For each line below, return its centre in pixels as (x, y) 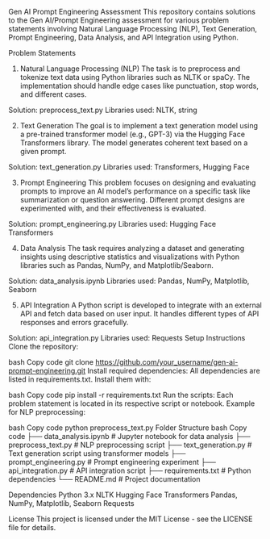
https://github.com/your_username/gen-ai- (167, 362)
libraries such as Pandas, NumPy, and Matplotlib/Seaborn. (116, 265)
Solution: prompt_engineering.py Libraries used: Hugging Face (112, 224)
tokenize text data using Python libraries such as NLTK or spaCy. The (135, 77)
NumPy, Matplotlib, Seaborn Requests (71, 503)
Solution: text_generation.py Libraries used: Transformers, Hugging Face (129, 167)
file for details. (32, 527)
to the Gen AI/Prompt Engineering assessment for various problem (119, 20)
